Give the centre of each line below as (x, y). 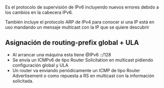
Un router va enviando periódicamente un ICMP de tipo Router (76, 70)
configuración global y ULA (40, 65)
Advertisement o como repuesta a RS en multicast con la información (83, 76)
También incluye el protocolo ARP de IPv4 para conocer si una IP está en (80, 22)
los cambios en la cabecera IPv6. (39, 12)
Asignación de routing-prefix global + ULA (72, 43)
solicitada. (23, 81)
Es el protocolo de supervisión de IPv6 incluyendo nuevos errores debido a (82, 7)
